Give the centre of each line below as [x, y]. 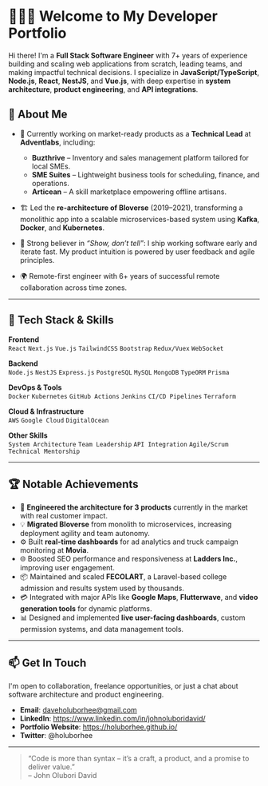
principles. [37, 260]
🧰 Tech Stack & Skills [61, 320]
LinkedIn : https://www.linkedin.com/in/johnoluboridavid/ [112, 719]
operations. [50, 183]
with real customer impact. [63, 516]
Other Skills [28, 435]
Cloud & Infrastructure [46, 411]
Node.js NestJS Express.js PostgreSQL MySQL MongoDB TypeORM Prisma [119, 372]
